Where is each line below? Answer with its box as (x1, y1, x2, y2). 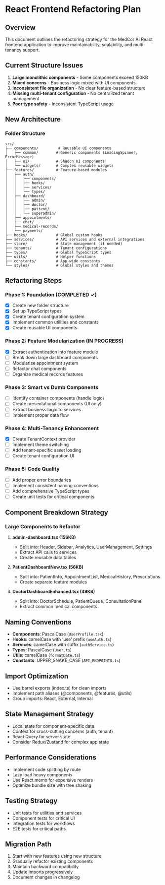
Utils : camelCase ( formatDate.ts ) (12, 652, 81, 658)
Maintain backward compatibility (12, 864, 79, 870)
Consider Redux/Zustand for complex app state (12, 739, 109, 745)
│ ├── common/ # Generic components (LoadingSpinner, (5, 150, 138, 155)
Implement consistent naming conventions (12, 482, 99, 488)
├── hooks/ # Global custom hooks (5, 232, 103, 238)
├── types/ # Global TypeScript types (5, 250, 112, 255)
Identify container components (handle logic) (12, 395, 105, 401)
